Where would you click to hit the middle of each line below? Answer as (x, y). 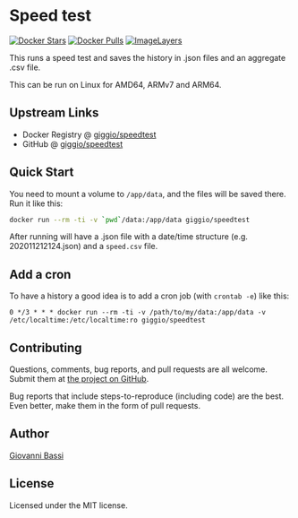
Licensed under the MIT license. (68, 505)
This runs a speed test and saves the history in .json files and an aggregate (148, 57)
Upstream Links (54, 113)
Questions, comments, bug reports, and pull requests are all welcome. (139, 369)
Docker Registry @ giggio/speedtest (89, 134)
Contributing (46, 347)
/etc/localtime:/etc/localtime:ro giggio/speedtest (107, 320)
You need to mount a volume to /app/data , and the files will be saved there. (148, 194)
